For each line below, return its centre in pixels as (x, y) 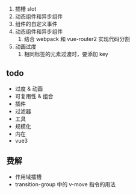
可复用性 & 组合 (34, 96)
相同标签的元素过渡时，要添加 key (66, 54)
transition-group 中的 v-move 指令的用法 (65, 184)
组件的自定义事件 (36, 24)
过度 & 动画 (29, 89)
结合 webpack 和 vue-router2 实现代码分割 (77, 39)
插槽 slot (26, 9)
